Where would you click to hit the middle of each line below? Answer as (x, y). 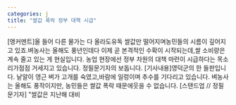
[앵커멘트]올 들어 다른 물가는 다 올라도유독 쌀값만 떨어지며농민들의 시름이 (107, 41)
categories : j (28, 14)
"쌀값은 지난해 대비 (54, 94)
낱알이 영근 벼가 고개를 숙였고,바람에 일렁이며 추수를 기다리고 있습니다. (113, 76)
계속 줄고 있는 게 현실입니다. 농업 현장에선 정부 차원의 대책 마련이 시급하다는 (112, 59)
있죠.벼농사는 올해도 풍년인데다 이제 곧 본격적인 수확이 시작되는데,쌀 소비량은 (120, 50)
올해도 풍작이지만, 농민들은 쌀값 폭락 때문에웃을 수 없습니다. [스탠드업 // (113, 85)
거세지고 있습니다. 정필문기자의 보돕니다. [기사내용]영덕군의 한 (117, 68)
